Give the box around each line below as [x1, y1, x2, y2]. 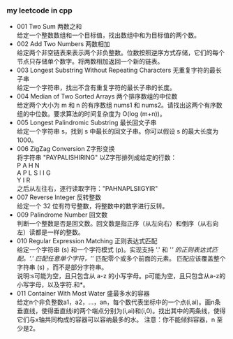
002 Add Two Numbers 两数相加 [16, 40, 110, 48]
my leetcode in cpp [6, 6, 73, 15]
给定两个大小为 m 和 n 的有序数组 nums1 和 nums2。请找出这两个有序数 [16, 101, 223, 110]
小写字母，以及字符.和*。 [16, 280, 89, 289]
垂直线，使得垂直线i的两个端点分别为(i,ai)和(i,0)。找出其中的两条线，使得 [16, 307, 226, 315]
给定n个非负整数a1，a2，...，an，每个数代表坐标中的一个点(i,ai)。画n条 [16, 298, 221, 306]
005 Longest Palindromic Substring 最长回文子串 [16, 118, 157, 127]
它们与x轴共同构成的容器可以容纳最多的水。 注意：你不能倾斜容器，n [16, 315, 216, 324]
